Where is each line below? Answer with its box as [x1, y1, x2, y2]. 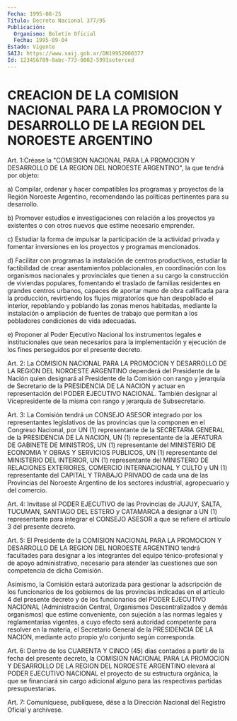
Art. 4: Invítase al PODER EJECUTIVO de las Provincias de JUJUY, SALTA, [7, 500, 222, 508]
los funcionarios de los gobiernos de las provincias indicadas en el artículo [7, 587, 225, 596]
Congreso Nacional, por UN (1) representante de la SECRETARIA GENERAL [7, 425, 225, 434]
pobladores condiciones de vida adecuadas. [7, 317, 137, 325]
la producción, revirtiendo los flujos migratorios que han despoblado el [7, 294, 214, 302]
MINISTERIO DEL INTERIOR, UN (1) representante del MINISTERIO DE [7, 456, 209, 464]
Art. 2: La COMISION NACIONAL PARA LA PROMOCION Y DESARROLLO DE [7, 359, 228, 368]
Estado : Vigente [7, 43, 55, 50]
